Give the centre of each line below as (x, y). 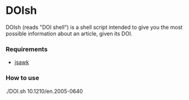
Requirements (27, 49)
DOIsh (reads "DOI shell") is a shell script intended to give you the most (94, 27)
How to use (23, 78)
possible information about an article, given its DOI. (69, 33)
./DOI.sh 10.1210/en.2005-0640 (44, 91)
